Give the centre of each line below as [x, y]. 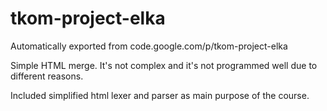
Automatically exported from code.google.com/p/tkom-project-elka [149, 46]
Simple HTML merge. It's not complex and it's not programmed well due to [164, 65]
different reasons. [47, 76]
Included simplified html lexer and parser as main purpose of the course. [160, 95]
